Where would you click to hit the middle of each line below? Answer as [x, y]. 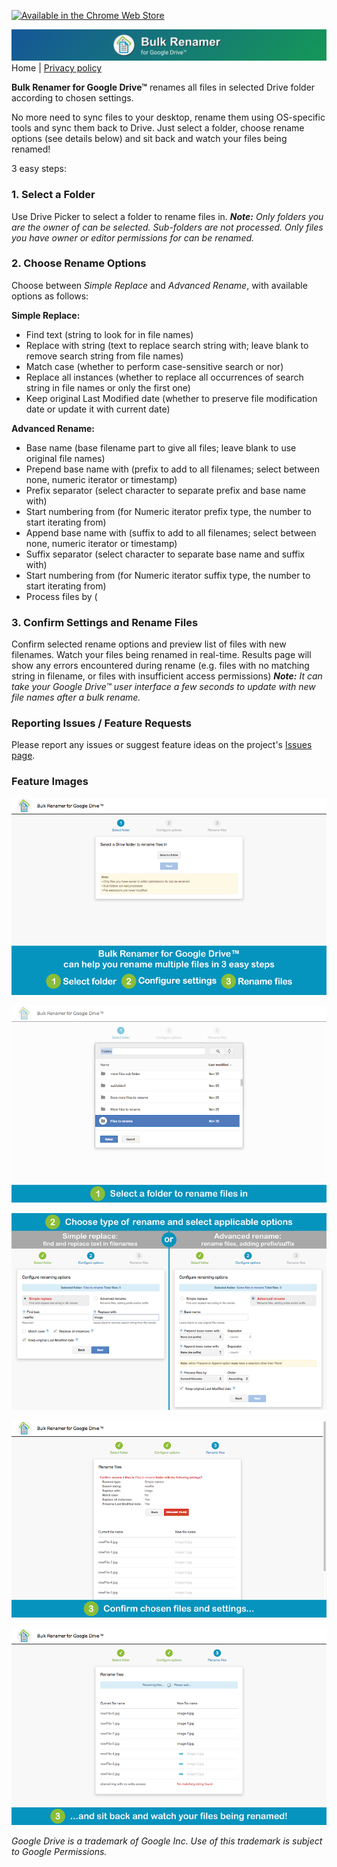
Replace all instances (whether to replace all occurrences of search [164, 377]
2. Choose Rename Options [79, 263]
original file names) [65, 458]
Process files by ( [61, 596]
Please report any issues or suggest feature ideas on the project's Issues [162, 745]
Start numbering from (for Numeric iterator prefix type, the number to [168, 511]
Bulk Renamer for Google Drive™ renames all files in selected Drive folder [163, 87]
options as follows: [50, 296]
